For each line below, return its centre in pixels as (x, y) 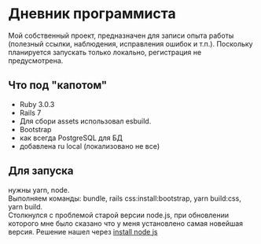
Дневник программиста (92, 14)
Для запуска (41, 171)
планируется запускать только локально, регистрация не (105, 52)
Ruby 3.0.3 (37, 104)
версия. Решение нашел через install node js (83, 231)
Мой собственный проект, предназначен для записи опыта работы (121, 35)
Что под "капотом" (58, 85)
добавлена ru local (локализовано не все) (90, 146)
